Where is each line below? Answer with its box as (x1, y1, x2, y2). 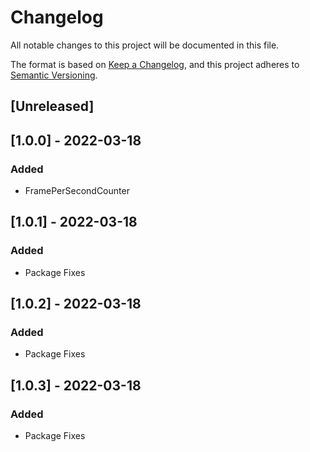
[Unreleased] (10, 98, 95, 115)
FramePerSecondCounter (24, 185, 130, 197)
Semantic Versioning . (10, 69, 98, 81)
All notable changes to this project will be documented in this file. (10, 39, 280, 51)
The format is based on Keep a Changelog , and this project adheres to (10, 58, 300, 70)
